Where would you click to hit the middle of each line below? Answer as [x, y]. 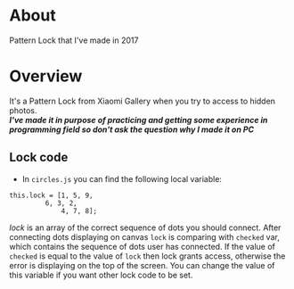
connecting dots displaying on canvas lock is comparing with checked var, [145, 236]
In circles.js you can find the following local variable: [122, 178]
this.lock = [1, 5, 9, [51, 195]
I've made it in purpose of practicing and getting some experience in [139, 120]
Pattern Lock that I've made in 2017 [74, 40]
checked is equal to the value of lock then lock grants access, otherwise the [147, 256]
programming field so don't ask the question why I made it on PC [132, 129]
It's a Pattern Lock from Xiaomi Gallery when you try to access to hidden [143, 101]
